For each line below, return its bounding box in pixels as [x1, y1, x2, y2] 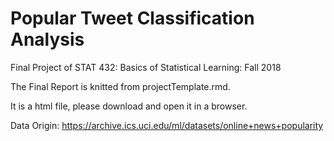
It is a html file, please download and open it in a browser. [10, 100, 248, 112]
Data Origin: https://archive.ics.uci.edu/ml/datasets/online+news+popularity [10, 119, 324, 131]
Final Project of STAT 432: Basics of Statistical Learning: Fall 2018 [10, 61, 282, 73]
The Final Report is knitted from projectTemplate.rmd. [10, 80, 231, 92]
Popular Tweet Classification [10, 7, 255, 30]
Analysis [10, 28, 85, 51]
